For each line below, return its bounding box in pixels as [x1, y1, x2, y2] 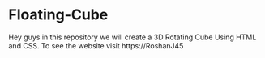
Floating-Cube [8, 6, 109, 24]
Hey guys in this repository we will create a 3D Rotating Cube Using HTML [8, 32, 257, 42]
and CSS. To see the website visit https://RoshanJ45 [8, 40, 184, 50]
